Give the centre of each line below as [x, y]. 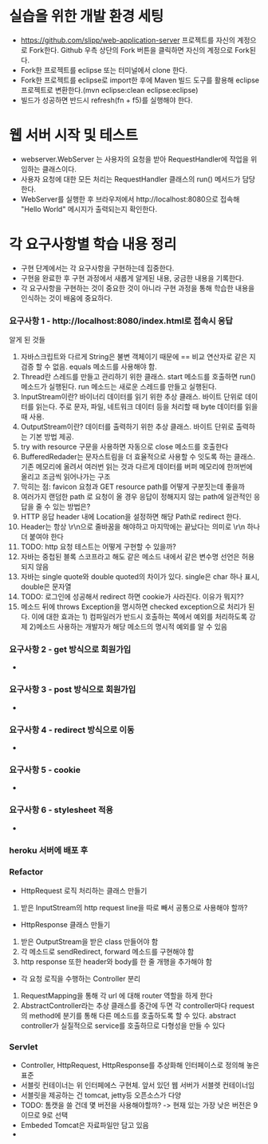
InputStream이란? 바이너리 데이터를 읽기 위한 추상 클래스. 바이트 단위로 [132, 397]
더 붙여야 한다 [42, 537]
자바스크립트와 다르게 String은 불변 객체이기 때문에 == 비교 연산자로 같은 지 [138, 357]
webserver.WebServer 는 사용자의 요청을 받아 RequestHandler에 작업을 [135, 159]
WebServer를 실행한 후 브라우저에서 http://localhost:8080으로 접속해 [130, 199]
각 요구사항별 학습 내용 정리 [93, 244]
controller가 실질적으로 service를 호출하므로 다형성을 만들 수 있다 [123, 1026]
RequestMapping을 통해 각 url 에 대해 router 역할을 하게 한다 [117, 995]
